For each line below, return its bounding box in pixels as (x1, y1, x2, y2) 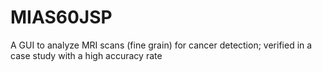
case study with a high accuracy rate (10, 49, 163, 61)
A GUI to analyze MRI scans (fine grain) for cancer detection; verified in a (10, 39, 313, 51)
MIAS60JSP (10, 6, 113, 29)
